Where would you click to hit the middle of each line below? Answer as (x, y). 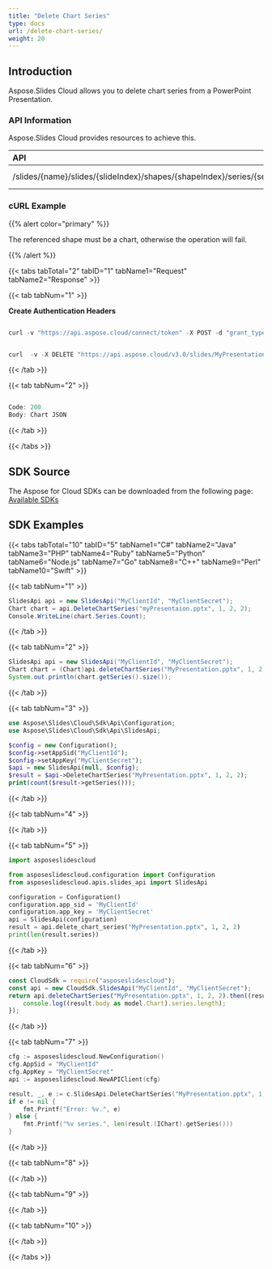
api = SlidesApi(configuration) (63, 920)
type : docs (27, 23)
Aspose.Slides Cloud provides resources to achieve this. (102, 138)
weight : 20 (27, 38)
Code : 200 (25, 407)
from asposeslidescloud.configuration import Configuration (112, 875)
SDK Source (39, 472)
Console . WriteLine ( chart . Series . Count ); (78, 616)
